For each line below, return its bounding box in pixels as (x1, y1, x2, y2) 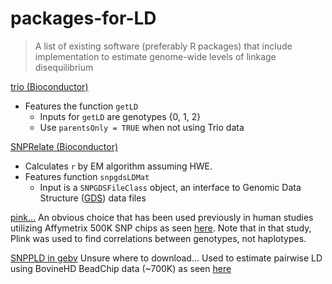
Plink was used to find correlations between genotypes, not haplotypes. (10, 232, 307, 244)
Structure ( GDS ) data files (39, 192, 147, 204)
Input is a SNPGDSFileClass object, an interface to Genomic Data (39, 181, 302, 193)
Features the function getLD (24, 100, 139, 112)
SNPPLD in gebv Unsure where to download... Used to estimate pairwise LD (10, 252, 323, 264)
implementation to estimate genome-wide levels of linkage (34, 50, 277, 62)
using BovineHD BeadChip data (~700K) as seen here (10, 262, 232, 274)
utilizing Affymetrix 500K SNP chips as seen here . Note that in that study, (10, 222, 312, 234)
